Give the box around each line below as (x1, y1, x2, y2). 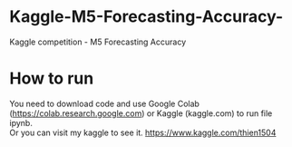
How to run (9, 68, 94, 89)
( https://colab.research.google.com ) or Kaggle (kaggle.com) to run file (9, 107, 273, 119)
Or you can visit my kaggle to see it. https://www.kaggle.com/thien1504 (9, 127, 277, 138)
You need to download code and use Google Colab (9, 98, 200, 109)
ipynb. (9, 117, 34, 128)
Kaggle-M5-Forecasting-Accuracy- (9, 6, 284, 27)
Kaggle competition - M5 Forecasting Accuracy (9, 36, 187, 47)
